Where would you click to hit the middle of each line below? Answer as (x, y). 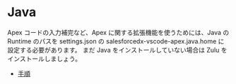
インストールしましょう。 (44, 58)
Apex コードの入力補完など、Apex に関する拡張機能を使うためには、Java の (118, 32)
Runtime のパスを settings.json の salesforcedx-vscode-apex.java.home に (116, 41)
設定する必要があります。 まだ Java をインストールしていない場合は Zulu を (117, 50)
